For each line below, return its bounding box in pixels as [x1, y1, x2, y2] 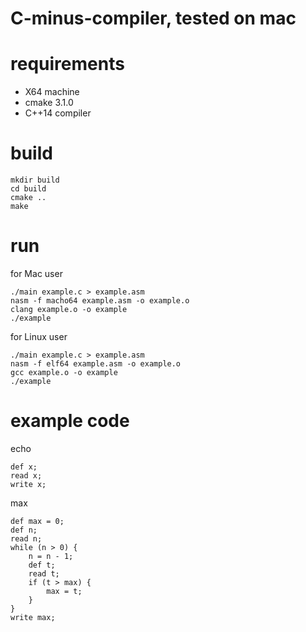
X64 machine [24, 86, 80, 98]
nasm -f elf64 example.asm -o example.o [10, 359, 182, 369]
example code [10, 410, 130, 432]
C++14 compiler [24, 107, 92, 119]
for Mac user [10, 268, 63, 279]
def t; [28, 560, 56, 570]
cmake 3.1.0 [24, 97, 74, 109]
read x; [10, 470, 43, 481]
